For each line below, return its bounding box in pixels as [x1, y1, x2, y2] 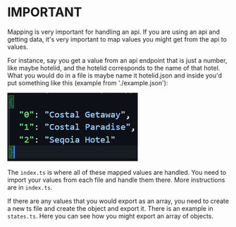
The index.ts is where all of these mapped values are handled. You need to [7, 168, 227, 176]
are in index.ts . [7, 183, 53, 191]
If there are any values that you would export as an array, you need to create [7, 197, 229, 205]
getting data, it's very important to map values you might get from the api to [7, 35, 228, 43]
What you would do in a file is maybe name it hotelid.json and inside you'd [7, 71, 223, 80]
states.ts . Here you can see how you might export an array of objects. [7, 211, 213, 220]
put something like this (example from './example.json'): [7, 78, 168, 87]
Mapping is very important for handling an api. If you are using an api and [7, 27, 221, 36]
